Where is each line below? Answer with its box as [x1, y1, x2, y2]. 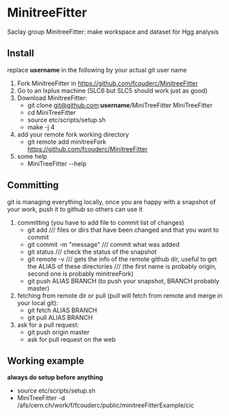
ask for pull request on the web [27, 335, 116, 343]
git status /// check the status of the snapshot [27, 248, 157, 256]
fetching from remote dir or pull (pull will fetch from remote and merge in [17, 291, 223, 300]
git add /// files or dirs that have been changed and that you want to [27, 226, 219, 234]
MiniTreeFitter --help [27, 160, 87, 168]
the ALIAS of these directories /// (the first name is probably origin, [27, 262, 217, 270]
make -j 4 [27, 122, 55, 131]
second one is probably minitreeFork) [27, 270, 134, 278]
